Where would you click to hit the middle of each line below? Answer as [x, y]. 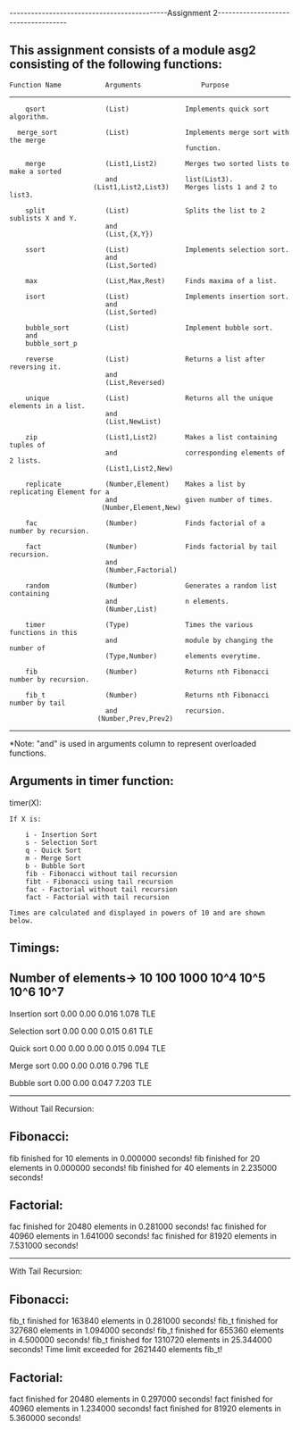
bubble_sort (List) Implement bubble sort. [150, 328]
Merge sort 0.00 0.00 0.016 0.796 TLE [79, 1066]
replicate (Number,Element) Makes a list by [135, 484]
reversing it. [36, 367]
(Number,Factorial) [141, 570]
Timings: [34, 948]
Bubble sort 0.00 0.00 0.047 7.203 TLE [80, 1083]
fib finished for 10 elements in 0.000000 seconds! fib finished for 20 [135, 1158]
